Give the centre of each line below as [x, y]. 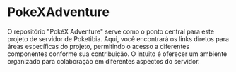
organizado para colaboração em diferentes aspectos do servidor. [104, 61]
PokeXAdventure [58, 12]
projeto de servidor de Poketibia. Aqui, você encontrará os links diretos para [118, 38]
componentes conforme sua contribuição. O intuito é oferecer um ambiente [117, 54]
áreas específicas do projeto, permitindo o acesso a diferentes [98, 46]
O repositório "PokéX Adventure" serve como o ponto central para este [111, 31]
